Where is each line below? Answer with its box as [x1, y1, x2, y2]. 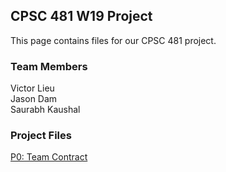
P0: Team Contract [10, 151, 88, 163]
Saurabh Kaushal [10, 104, 81, 116]
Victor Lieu [10, 82, 55, 94]
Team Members [10, 59, 88, 73]
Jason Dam [10, 93, 58, 105]
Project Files [10, 129, 72, 143]
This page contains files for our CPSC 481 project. [10, 34, 217, 46]
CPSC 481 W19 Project [10, 8, 153, 25]
